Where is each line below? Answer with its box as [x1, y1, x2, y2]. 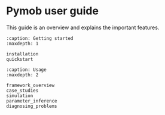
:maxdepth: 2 [6, 72, 39, 78]
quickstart [6, 56, 33, 62]
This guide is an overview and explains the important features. [6, 24, 160, 31]
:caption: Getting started [6, 35, 74, 41]
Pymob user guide [6, 4, 99, 18]
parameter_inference [6, 98, 58, 104]
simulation [6, 92, 33, 99]
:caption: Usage [6, 67, 47, 73]
